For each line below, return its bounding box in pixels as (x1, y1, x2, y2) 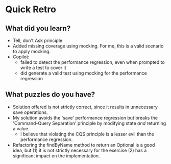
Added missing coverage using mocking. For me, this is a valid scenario (12, 43, 164, 49)
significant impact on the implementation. (12, 152, 101, 159)
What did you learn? (5, 24, 71, 33)
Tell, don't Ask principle (12, 37, 63, 43)
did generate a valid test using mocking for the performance (20, 70, 147, 76)
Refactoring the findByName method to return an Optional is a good (12, 142, 155, 148)
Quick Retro (5, 4, 56, 15)
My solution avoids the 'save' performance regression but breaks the (12, 114, 158, 121)
